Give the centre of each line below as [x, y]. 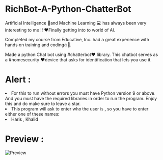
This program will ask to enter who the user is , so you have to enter [80, 108]
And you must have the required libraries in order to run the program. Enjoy [81, 98]
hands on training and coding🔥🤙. [38, 45]
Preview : [25, 139]
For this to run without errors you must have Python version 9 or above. [83, 93]
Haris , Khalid [25, 119]
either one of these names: [32, 114]
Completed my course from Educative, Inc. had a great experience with [77, 39]
